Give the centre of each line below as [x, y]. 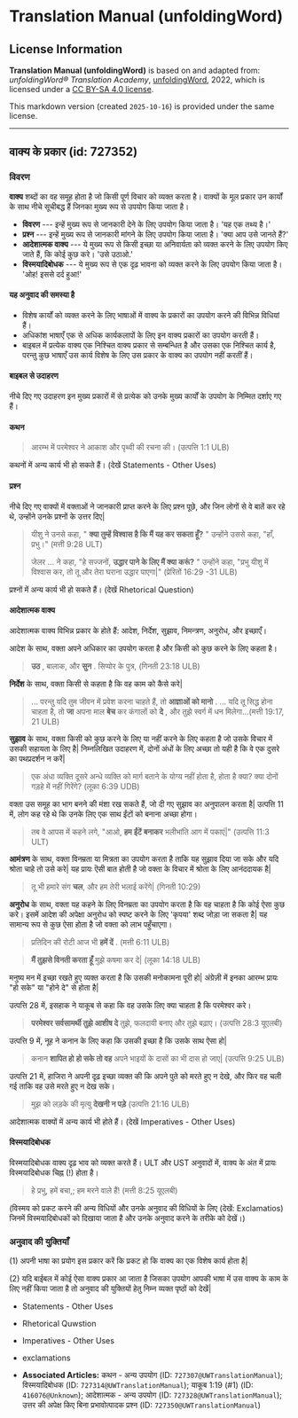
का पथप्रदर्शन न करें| [37, 758]
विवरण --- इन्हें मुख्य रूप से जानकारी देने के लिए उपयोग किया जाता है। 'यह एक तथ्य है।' [146, 224]
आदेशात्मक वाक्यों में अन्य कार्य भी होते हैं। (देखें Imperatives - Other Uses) [122, 1121]
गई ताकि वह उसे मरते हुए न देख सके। [62, 1086]
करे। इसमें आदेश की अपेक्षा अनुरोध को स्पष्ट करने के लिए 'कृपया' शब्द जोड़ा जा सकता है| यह [138, 914]
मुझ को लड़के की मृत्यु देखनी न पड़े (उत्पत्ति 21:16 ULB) [110, 1104]
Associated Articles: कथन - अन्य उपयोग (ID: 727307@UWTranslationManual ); [153, 1375]
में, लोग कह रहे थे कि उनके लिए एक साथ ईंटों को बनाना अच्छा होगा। [103, 814]
